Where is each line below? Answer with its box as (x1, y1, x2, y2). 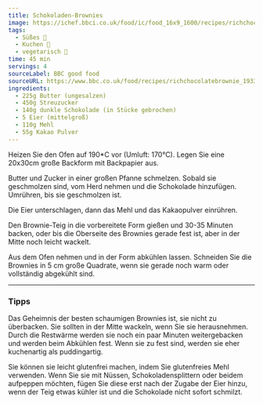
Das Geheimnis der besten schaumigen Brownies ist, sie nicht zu (8, 313, 217, 322)
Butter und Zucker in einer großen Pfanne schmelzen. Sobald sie (8, 173, 217, 183)
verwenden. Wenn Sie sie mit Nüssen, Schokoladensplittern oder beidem (8, 370, 243, 380)
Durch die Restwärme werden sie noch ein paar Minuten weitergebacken (8, 330, 243, 340)
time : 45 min (8, 56, 51, 64)
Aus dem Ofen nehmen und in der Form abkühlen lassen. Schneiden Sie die (8, 252, 252, 261)
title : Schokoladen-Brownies (8, 11, 103, 20)
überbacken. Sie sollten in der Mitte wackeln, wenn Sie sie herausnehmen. (8, 322, 248, 331)
